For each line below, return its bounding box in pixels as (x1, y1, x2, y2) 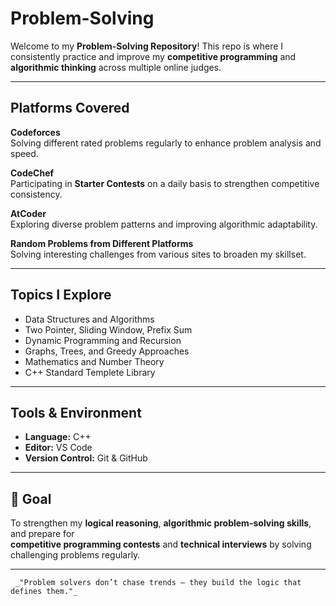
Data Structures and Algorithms (24, 313, 155, 325)
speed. (10, 147, 39, 159)
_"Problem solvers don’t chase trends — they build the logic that (14, 578, 302, 588)
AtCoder (10, 207, 47, 219)
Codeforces (10, 126, 61, 138)
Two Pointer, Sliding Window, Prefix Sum (24, 323, 193, 336)
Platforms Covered (10, 100, 130, 117)
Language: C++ (24, 431, 92, 443)
